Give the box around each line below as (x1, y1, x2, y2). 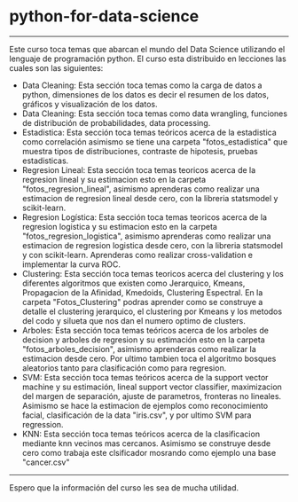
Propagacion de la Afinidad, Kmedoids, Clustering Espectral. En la (21, 286, 263, 298)
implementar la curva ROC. (21, 259, 122, 270)
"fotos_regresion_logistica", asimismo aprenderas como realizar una (21, 231, 271, 241)
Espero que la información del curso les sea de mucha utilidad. (9, 482, 239, 493)
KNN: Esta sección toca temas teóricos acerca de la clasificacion (21, 428, 260, 439)
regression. (21, 419, 64, 429)
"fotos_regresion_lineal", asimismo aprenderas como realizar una (21, 184, 260, 194)
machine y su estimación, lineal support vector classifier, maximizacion (21, 381, 282, 392)
